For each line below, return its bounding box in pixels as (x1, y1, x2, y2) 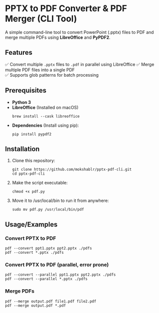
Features (5, 49, 32, 57)
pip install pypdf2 (12, 132, 52, 136)
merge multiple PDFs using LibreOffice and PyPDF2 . (5, 34, 111, 40)
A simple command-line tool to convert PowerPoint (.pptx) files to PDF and (5, 29, 154, 35)
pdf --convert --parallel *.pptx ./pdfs (5, 277, 88, 281)
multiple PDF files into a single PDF (5, 66, 75, 73)
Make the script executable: (12, 180, 68, 186)
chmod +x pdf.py (12, 189, 45, 194)
